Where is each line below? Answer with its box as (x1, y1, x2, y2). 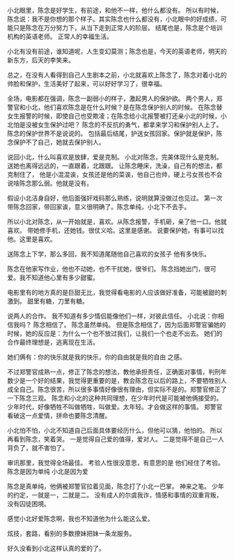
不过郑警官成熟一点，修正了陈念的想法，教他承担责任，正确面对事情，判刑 (7, 368, 221, 376)
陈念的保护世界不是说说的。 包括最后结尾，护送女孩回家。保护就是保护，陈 (7, 129, 223, 138)
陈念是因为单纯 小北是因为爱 (7, 467, 88, 475)
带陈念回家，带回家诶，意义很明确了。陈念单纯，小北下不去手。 (7, 203, 190, 211)
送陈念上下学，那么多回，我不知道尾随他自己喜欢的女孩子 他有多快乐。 (7, 250, 210, 258)
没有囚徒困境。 (7, 500, 50, 508)
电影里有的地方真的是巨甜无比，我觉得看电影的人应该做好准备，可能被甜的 (7, 289, 221, 296)
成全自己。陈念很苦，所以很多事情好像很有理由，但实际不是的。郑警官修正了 (7, 385, 227, 393)
